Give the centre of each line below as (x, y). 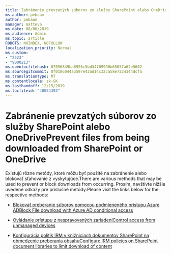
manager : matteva (24, 24)
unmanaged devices (34, 225)
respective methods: (27, 195)
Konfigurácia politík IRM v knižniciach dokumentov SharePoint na (81, 236)
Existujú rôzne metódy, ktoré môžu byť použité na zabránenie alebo (76, 173)
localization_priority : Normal (38, 48)
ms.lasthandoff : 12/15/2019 (35, 86)
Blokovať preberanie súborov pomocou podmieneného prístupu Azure (86, 205)
